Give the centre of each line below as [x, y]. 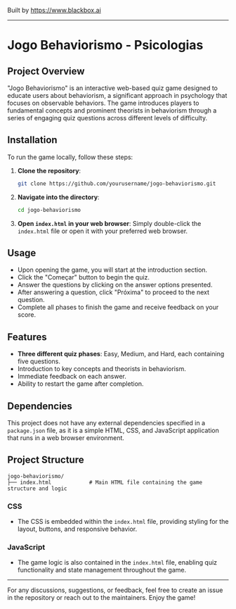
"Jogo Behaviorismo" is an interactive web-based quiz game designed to [112, 88]
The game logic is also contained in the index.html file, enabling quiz [117, 563]
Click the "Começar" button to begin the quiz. [83, 277]
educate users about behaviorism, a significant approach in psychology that [117, 95]
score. [27, 315]
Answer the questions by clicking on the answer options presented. [115, 285]
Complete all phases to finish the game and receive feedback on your [118, 307]
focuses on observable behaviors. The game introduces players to [103, 103]
